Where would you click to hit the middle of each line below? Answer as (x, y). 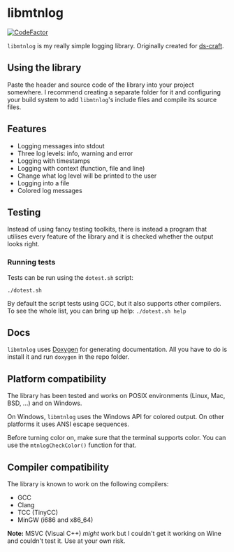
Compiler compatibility (58, 467)
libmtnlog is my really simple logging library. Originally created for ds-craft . (116, 45)
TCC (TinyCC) (37, 513)
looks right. (23, 244)
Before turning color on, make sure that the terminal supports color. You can (117, 438)
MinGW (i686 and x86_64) (55, 520)
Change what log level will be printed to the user (87, 176)
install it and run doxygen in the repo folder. (68, 357)
